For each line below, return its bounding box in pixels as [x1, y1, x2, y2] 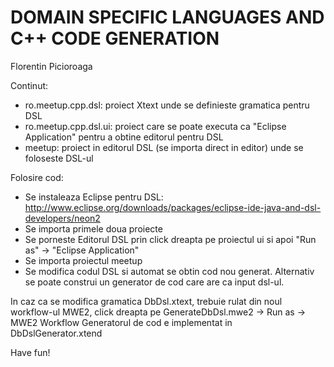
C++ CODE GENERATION [10, 27, 220, 50]
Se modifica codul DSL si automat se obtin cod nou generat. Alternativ [24, 265, 315, 277]
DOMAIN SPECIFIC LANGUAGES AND [10, 6, 325, 29]
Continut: [10, 79, 49, 91]
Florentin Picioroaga [10, 60, 93, 72]
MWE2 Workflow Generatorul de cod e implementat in [10, 316, 233, 328]
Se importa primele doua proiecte [24, 222, 163, 235]
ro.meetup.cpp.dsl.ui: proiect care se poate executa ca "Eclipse [24, 120, 287, 132]
